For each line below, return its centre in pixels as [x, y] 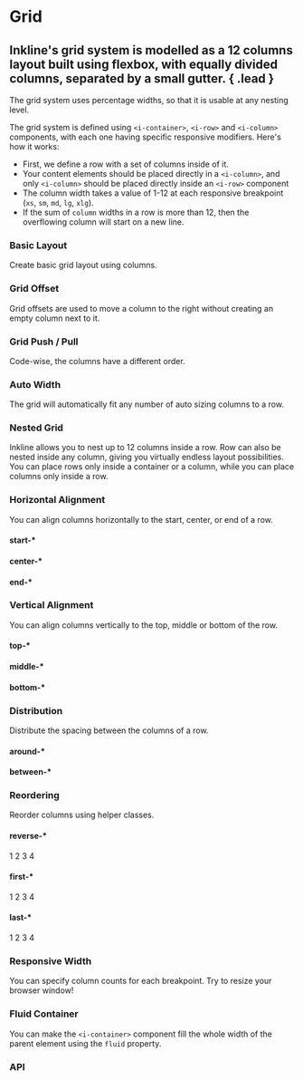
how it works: [34, 146]
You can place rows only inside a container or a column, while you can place [152, 467]
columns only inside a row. [59, 477]
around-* [27, 751]
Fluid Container [44, 1014]
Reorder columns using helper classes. [82, 815]
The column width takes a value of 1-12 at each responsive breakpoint [153, 193]
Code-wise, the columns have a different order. [97, 361]
